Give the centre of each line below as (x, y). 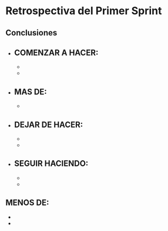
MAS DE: (31, 92)
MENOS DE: (27, 203)
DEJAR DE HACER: (48, 124)
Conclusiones (31, 33)
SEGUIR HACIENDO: (51, 164)
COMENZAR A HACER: (56, 52)
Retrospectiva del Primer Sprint (84, 11)
